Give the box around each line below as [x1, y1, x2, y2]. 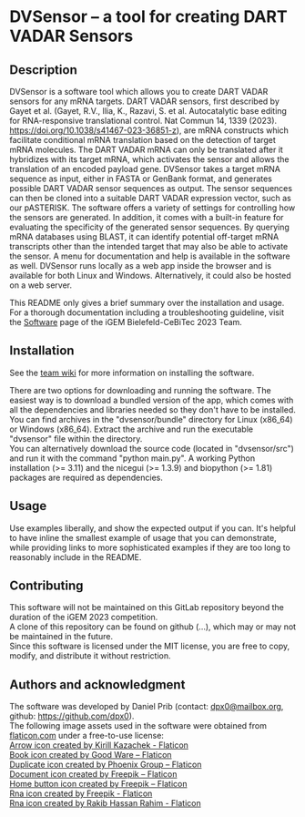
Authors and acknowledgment [9, 677, 186, 692]
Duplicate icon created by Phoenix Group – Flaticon [9, 759, 202, 771]
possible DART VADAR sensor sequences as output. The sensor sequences [9, 183, 293, 193]
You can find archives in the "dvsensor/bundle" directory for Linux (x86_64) [9, 414, 293, 424]
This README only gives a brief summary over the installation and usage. [9, 298, 285, 308]
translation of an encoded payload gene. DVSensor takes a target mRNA [9, 164, 280, 174]
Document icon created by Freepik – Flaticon [9, 769, 178, 780]
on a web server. [9, 280, 73, 291]
